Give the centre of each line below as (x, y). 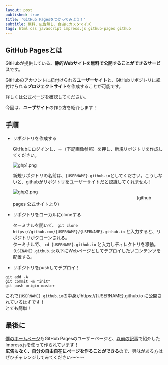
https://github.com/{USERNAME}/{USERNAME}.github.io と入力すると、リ (87, 231)
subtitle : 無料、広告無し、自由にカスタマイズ (48, 24)
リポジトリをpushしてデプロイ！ (46, 267)
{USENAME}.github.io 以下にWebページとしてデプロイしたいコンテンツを (87, 250)
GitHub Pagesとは (34, 50)
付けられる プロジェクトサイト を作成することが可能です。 (64, 86)
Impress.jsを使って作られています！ (42, 345)
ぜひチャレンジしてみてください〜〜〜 (45, 357)
